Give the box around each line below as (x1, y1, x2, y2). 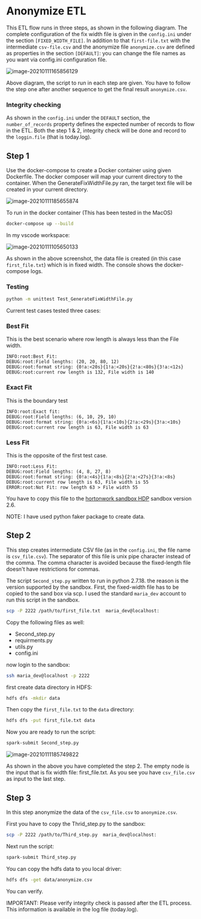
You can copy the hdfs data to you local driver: (6, 865, 122, 872)
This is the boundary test (6, 397, 68, 404)
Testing (6, 282, 29, 291)
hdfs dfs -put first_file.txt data (6, 717, 95, 724)
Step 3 (6, 792, 31, 803)
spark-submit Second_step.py (6, 740, 79, 746)
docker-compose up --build (6, 221, 74, 227)
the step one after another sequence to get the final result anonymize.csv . (6, 85, 187, 92)
